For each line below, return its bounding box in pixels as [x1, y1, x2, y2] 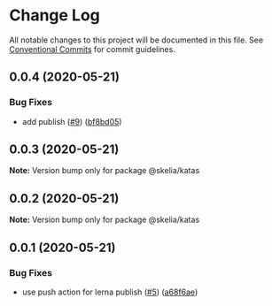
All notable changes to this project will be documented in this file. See [9, 34, 264, 45]
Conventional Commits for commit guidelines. [9, 43, 175, 54]
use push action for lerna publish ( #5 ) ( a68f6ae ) [21, 287, 198, 297]
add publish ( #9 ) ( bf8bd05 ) [21, 116, 122, 126]
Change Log [9, 5, 100, 26]
